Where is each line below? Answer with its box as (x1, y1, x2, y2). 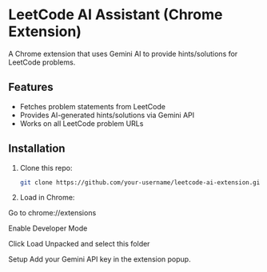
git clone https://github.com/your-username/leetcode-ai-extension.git (19, 178, 264, 187)
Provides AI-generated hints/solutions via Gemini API (19, 110, 195, 120)
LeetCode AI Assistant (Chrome (8, 6, 223, 24)
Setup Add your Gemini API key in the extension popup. (8, 254, 191, 264)
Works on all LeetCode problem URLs (19, 118, 144, 128)
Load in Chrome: (19, 193, 75, 203)
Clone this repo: (19, 163, 73, 172)
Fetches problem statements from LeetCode (19, 101, 166, 111)
